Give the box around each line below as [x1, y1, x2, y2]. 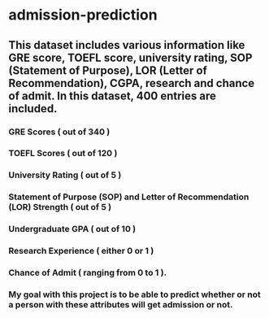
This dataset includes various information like [8, 38, 245, 52]
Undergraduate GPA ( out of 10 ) [8, 224, 137, 235]
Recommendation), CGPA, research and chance [8, 76, 255, 90]
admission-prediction [8, 6, 158, 24]
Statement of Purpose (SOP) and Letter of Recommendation [8, 191, 249, 203]
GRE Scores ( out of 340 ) [8, 126, 111, 137]
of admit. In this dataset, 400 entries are [8, 89, 217, 102]
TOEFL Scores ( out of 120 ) [8, 148, 118, 159]
